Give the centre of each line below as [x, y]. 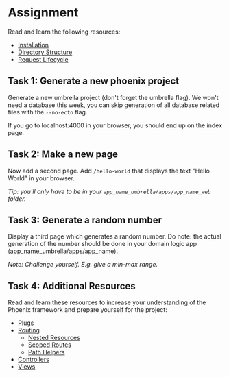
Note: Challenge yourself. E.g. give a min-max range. [83, 265]
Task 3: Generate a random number [85, 220]
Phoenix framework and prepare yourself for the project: [87, 310]
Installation [33, 45]
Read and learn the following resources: [64, 32]
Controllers [34, 360]
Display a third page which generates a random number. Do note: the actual [114, 236]
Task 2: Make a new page [63, 155]
